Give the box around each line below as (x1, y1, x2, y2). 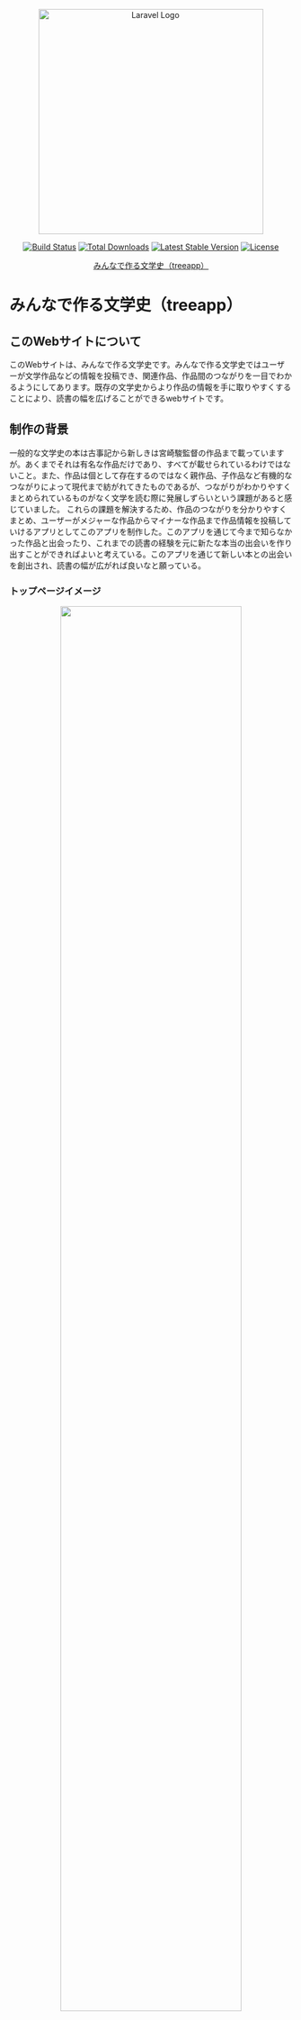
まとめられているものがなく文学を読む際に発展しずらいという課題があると (9, 492, 285, 503)
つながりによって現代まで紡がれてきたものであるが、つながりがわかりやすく (9, 481, 292, 492)
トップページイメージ (9, 584, 102, 597)
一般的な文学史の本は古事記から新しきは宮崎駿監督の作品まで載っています (9, 447, 285, 458)
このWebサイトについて (9, 333, 142, 349)
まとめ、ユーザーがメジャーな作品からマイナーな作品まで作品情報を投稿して (9, 514, 292, 526)
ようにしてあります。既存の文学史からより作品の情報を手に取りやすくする (16, 382, 292, 392)
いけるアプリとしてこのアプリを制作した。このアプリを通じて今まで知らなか (9, 526, 293, 537)
